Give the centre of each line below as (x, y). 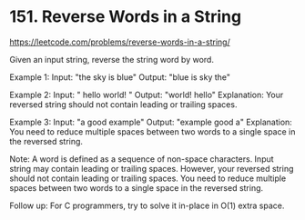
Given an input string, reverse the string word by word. (112, 59)
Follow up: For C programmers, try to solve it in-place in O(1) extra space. (147, 205)
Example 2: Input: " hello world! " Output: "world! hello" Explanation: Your (147, 95)
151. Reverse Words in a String (126, 17)
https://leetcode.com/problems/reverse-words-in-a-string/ (120, 42)
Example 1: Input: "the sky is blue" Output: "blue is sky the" (120, 77)
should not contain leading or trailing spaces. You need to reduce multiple (148, 178)
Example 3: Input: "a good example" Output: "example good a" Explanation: (151, 122)
